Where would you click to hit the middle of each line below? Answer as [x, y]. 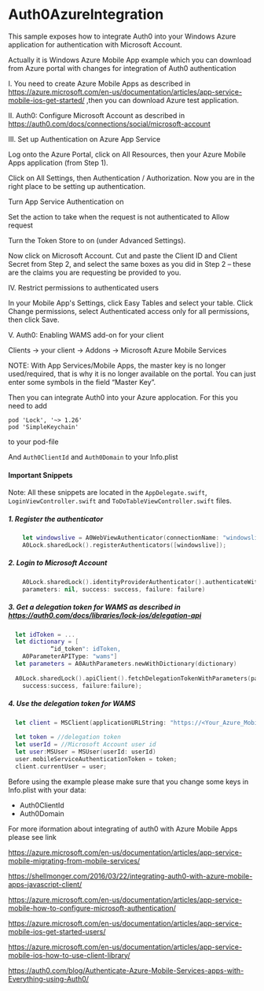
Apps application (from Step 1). [58, 162]
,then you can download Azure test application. [163, 100]
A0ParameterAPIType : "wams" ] [70, 656]
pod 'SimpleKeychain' [44, 427]
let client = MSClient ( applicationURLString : [91, 723]
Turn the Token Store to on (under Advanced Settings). [97, 240]
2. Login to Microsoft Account [58, 563]
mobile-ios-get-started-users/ [57, 931]
